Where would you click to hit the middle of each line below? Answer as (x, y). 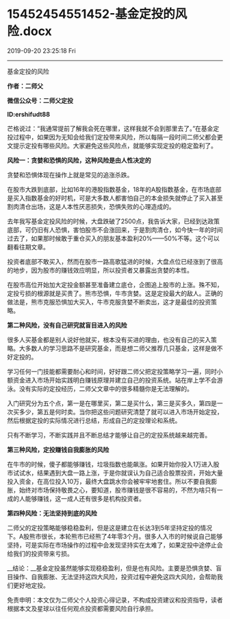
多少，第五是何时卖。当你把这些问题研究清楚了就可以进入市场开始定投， (121, 412)
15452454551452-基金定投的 (91, 14)
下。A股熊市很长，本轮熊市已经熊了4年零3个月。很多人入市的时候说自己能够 (115, 536)
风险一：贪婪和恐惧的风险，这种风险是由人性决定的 (79, 160)
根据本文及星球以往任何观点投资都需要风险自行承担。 (82, 608)
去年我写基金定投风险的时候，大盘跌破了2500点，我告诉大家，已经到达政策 (114, 221)
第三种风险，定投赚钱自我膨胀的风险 (58, 449)
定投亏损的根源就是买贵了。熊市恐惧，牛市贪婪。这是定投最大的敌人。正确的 (115, 293)
